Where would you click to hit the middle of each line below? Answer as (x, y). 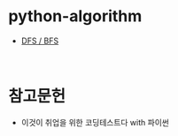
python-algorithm (75, 16)
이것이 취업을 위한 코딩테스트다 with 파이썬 (95, 122)
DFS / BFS (40, 41)
